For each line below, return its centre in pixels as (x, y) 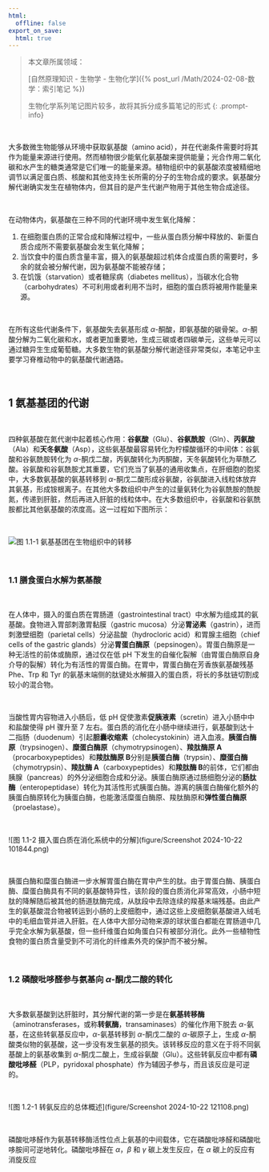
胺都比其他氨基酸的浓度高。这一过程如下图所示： (89, 509)
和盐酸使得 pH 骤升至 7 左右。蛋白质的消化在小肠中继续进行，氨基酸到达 (128, 727)
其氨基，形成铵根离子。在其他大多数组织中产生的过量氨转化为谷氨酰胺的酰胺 (134, 489)
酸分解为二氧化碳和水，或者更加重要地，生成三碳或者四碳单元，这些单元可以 (134, 339)
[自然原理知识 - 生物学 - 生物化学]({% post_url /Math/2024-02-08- (138, 79)
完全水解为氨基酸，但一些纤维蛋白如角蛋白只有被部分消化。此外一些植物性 (138, 932)
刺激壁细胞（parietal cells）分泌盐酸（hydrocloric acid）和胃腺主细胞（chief (134, 635)
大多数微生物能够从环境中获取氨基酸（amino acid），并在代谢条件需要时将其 (133, 147)
